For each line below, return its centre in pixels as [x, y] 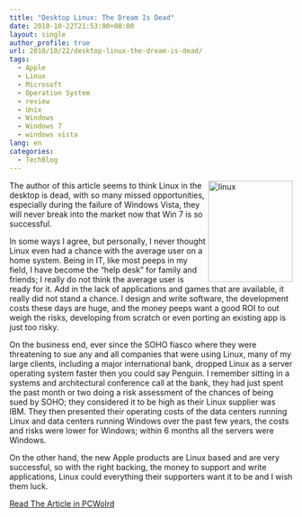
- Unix [30, 110]
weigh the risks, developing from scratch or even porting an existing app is [148, 317]
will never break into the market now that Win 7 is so [106, 214]
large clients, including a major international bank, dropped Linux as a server [151, 363]
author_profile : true [50, 43]
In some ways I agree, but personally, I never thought [108, 241]
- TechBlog [38, 160]
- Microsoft [40, 85]
